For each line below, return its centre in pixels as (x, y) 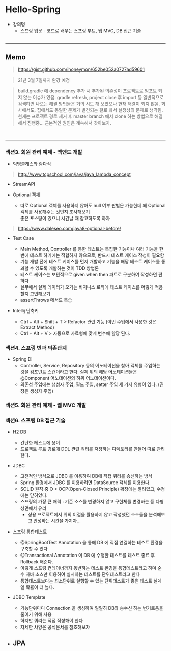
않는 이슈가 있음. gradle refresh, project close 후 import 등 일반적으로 (93, 97)
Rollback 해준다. (37, 561)
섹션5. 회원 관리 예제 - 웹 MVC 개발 (46, 405)
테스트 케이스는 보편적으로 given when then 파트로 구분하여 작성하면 (89, 275)
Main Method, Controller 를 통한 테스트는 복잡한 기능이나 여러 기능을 (89, 249)
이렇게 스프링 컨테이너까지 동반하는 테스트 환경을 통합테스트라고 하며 (88, 568)
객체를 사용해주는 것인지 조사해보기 (55, 212)
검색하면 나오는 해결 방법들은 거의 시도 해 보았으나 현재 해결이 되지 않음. (89, 104)
